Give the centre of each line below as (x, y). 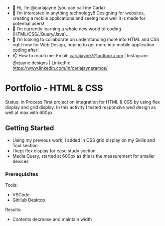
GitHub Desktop (29, 200)
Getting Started (30, 128)
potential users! (28, 23)
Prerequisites (22, 174)
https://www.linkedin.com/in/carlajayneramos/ (60, 68)
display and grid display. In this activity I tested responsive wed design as (81, 107)
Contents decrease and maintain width (52, 220)
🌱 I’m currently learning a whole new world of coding (67, 29)
